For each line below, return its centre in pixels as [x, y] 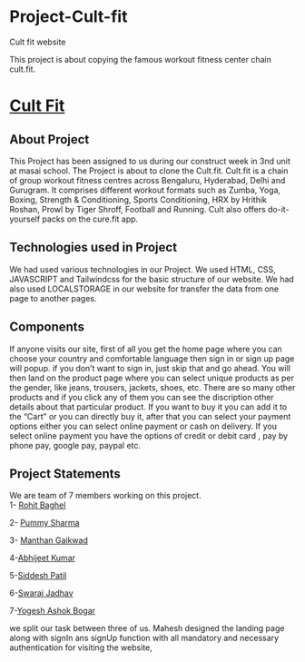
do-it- [278, 209]
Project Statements [65, 474]
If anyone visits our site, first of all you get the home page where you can [146, 349]
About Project [49, 139]
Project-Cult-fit [69, 17]
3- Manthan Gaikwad [49, 540]
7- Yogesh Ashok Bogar [53, 611]
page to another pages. [53, 298]
